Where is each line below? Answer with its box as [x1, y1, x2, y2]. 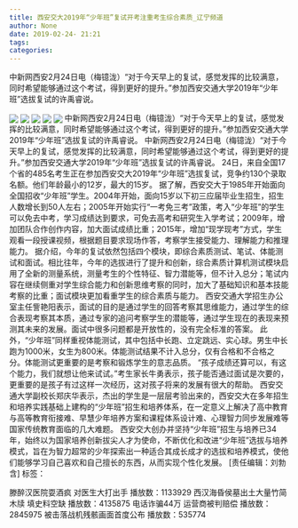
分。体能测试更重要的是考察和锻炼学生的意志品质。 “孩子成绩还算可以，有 [9, 357, 279, 368]
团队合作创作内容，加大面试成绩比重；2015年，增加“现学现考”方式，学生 [16, 224, 282, 235]
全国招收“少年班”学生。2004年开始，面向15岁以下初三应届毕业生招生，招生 [9, 190, 285, 201]
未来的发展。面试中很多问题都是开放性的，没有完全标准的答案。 [24, 324, 258, 334]
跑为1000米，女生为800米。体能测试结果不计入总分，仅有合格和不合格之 [9, 346, 275, 356]
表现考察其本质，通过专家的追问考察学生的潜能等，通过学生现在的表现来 [16, 313, 281, 324]
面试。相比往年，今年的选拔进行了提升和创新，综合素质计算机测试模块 [24, 257, 281, 268]
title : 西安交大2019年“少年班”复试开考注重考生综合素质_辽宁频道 [9, 12, 223, 22]
